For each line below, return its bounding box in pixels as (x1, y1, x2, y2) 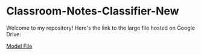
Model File (6, 42, 33, 50)
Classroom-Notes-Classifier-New (6, 4, 179, 18)
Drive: (6, 30, 21, 37)
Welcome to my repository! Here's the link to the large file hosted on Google (6, 24, 195, 31)
